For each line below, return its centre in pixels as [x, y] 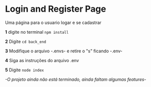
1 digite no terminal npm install [37, 32]
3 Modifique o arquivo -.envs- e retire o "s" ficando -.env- [64, 51]
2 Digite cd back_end [26, 41]
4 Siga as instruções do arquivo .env [42, 60]
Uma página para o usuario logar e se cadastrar [53, 22]
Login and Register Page [56, 9]
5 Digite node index [25, 70]
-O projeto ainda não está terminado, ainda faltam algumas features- [76, 79]
